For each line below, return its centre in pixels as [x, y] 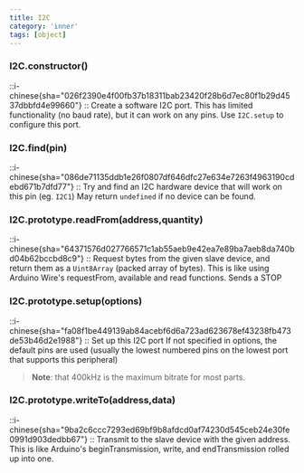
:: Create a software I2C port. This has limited [169, 105]
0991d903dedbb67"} [49, 439]
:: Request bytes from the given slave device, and [178, 259]
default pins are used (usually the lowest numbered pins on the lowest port [149, 350]
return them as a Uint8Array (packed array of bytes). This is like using [139, 269]
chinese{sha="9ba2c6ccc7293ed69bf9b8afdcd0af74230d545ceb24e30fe [150, 430]
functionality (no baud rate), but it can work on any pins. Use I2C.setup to [147, 115]
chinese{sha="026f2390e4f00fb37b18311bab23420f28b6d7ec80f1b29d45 [150, 95]
